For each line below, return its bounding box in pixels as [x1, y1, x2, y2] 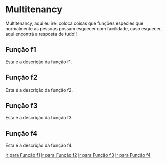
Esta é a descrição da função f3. [5, 115, 73, 121]
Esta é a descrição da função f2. [5, 87, 73, 93]
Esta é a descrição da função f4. [5, 142, 73, 149]
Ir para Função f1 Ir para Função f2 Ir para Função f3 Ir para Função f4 [5, 152, 151, 158]
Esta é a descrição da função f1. [5, 59, 72, 65]
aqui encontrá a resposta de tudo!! [5, 31, 77, 37]
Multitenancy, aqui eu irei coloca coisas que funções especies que [5, 20, 144, 26]
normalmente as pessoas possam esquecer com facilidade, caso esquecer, [5, 25, 162, 31]
